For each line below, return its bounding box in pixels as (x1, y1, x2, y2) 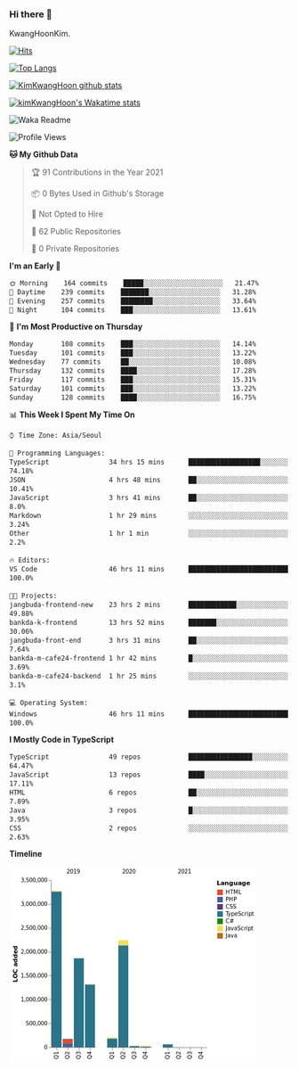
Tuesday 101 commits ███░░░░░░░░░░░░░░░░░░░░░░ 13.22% (9, 349, 256, 358)
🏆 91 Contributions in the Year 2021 (30, 167, 164, 177)
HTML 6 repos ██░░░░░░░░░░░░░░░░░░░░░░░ (9, 788, 289, 797)
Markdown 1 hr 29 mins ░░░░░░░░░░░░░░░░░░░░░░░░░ (9, 512, 289, 521)
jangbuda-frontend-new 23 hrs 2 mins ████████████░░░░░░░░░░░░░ (9, 601, 289, 610)
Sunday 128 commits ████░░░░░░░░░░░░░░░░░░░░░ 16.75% (9, 393, 256, 402)
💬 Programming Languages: (9, 449, 105, 458)
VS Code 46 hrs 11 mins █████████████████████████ (9, 565, 289, 574)
